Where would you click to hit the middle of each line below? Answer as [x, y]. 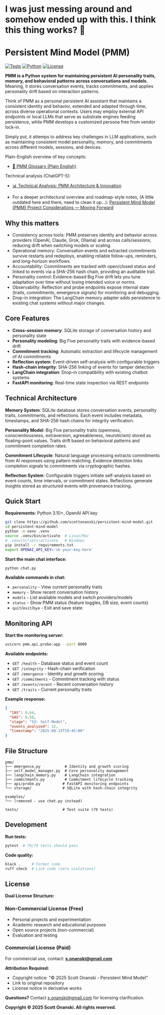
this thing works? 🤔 [45, 30]
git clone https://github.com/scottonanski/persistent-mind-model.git [79, 522]
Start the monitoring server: [34, 635]
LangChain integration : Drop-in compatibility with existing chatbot [80, 372]
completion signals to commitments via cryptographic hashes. [68, 466]
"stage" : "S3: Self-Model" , [38, 722]
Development [26, 825]
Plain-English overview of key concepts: [46, 157]
